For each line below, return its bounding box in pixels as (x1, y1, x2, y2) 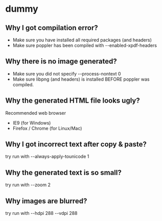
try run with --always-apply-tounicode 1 (5, 154, 89, 160)
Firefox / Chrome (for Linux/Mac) (12, 125, 82, 131)
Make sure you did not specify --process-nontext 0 (12, 70, 121, 77)
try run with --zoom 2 (5, 182, 51, 188)
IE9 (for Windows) (12, 119, 51, 126)
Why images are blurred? (5, 197, 87, 205)
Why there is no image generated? (5, 57, 117, 66)
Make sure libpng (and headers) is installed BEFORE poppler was (12, 76, 150, 82)
